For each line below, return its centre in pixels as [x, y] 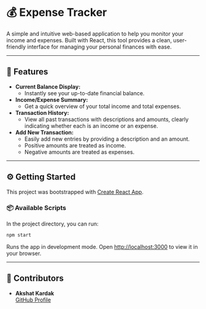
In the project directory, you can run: [52, 224]
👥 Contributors [35, 279]
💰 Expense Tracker [57, 13]
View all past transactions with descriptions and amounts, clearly [106, 119]
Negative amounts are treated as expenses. [79, 152]
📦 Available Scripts [36, 208]
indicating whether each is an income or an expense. [91, 126]
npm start [19, 235]
